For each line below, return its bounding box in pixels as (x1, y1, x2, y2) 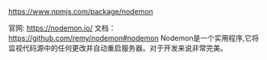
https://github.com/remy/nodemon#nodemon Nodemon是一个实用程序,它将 (8, 34, 260, 42)
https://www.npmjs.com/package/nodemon (8, 7, 153, 16)
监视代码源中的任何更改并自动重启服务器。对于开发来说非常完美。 (8, 43, 227, 53)
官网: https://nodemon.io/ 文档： (8, 23, 116, 33)
